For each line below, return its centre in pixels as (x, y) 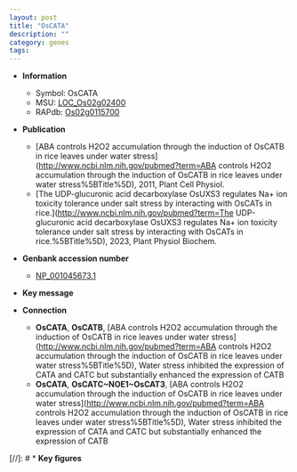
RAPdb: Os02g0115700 (77, 112)
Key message (48, 293)
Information (44, 76)
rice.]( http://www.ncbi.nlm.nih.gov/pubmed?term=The (134, 213)
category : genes (39, 42)
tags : (19, 51)
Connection (44, 310)
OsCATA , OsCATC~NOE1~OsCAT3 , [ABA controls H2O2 (140, 385)
